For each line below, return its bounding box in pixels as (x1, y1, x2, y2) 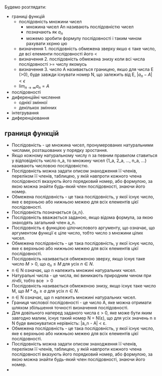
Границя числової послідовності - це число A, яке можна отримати (11, 299, 152, 305)
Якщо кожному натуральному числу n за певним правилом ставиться (11, 153, 158, 159)
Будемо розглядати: (4, 4, 47, 10)
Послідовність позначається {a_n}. (11, 209, 84, 215)
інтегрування (11, 110, 39, 116)
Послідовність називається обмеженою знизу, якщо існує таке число (11, 283, 156, 288)
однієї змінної (18, 100, 48, 106)
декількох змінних (18, 105, 57, 111)
